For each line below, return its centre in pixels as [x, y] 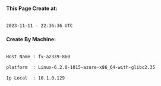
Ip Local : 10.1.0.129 [36, 78]
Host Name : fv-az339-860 [38, 57]
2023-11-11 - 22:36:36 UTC [40, 26]
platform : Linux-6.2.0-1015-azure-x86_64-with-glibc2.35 [81, 68]
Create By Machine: [31, 39]
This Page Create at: [32, 8]
